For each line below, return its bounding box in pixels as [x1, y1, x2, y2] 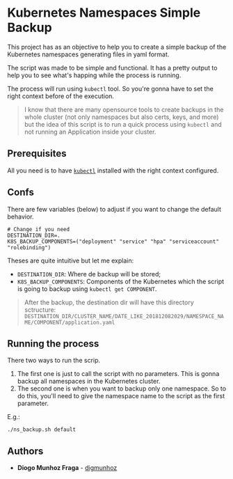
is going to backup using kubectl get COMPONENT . [17, 284, 157, 293]
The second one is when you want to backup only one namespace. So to [17, 384, 227, 393]
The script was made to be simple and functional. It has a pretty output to [7, 63, 218, 72]
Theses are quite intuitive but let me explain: [7, 256, 134, 265]
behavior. [7, 212, 34, 221]
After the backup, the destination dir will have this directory [24, 298, 195, 306]
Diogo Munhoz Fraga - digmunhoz [17, 464, 118, 472]
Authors [7, 445, 44, 457]
